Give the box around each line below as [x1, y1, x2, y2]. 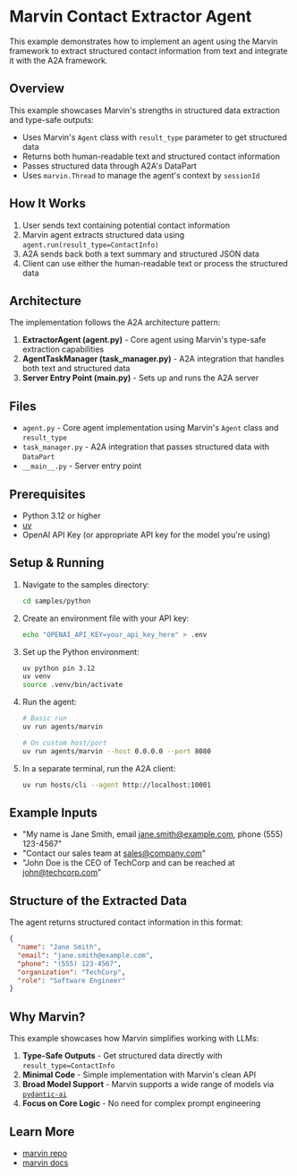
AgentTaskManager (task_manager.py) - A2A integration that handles [21, 353, 284, 364]
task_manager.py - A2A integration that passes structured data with [21, 441, 270, 452]
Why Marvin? [9, 1009, 86, 1024]
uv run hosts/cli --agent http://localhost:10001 [21, 780, 212, 789]
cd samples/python [21, 597, 91, 605]
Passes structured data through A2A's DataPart [21, 160, 197, 171]
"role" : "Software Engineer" [17, 976, 126, 985]
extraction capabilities [21, 344, 105, 355]
